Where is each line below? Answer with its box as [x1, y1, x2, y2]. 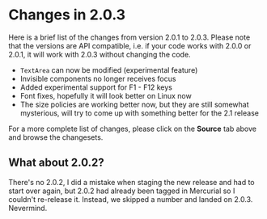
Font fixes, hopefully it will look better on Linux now [19, 91, 192, 100]
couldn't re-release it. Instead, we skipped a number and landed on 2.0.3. [8, 194, 253, 204]
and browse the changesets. [8, 132, 104, 142]
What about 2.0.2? [8, 156, 104, 170]
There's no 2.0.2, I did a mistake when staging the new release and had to [8, 177, 255, 187]
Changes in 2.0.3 [8, 6, 126, 24]
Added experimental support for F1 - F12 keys [19, 82, 172, 92]
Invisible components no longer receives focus [19, 74, 176, 83]
